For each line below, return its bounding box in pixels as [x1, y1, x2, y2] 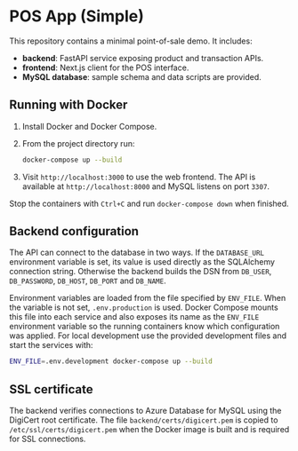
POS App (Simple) [9, 6, 145, 27]
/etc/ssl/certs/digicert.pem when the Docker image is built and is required [9, 424, 290, 435]
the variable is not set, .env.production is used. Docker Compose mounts [9, 302, 278, 313]
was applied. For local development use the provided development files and [9, 330, 287, 341]
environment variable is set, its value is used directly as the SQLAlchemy [9, 257, 276, 267]
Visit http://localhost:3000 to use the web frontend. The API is [21, 171, 256, 182]
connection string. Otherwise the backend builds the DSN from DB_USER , [9, 266, 272, 277]
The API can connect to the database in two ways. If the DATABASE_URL [9, 247, 265, 258]
